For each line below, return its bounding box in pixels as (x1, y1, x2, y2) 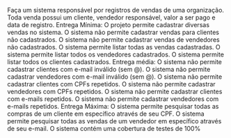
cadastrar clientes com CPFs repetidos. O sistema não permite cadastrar (7, 80, 216, 88)
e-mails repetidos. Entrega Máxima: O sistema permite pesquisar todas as (7, 102, 219, 110)
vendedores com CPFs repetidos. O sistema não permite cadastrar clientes (7, 87, 223, 95)
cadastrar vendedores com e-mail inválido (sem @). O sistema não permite (7, 72, 223, 81)
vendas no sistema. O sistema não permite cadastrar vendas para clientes (7, 28, 220, 36)
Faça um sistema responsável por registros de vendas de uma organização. (7, 6, 225, 14)
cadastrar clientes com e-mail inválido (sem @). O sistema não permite (7, 66, 211, 73)
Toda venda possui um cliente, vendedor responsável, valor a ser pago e (7, 13, 216, 22)
